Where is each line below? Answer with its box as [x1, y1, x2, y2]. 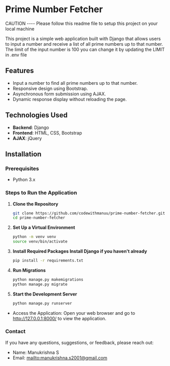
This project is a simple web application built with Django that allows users [5, 36, 161, 42]
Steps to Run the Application [5, 189, 77, 196]
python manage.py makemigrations [12, 277, 84, 282]
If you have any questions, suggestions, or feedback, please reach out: [5, 339, 154, 346]
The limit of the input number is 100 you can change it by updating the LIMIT [5, 46, 165, 52]
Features [5, 66, 34, 75]
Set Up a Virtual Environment [12, 224, 75, 230]
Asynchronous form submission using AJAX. [12, 90, 106, 97]
